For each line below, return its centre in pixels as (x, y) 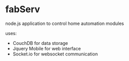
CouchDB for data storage (40, 43)
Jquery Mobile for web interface (47, 48)
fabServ (23, 9)
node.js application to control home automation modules (65, 23)
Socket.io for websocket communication (55, 54)
